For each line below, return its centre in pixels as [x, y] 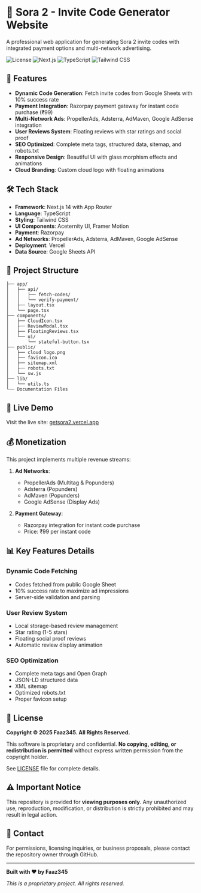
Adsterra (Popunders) [51, 489]
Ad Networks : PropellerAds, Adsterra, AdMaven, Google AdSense [96, 239]
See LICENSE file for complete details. [53, 769]
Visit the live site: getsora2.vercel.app [53, 422]
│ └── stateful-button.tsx [48, 342]
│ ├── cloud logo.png [36, 353]
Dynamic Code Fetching [42, 571]
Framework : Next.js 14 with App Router [63, 207]
